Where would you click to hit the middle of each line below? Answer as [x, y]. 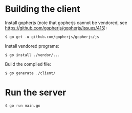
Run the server [36, 93]
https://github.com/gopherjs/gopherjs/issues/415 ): [56, 28]
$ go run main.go [23, 106]
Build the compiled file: [28, 64]
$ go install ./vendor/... [33, 55]
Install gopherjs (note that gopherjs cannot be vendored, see [66, 23]
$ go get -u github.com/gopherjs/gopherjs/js [52, 37]
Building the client [43, 9]
